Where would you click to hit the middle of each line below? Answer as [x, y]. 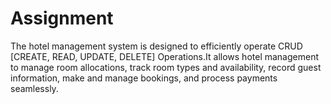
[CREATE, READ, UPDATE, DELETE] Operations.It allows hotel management [164, 56]
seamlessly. [34, 88]
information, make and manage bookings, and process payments [144, 78]
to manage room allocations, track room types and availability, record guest [166, 67]
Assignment [62, 18]
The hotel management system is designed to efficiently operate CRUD [156, 46]
